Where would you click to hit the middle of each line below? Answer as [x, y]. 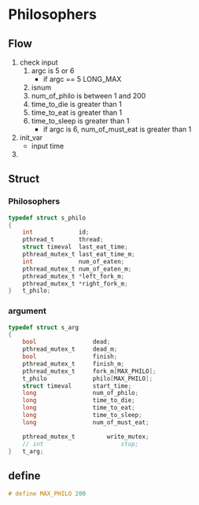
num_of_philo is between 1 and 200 [88, 96]
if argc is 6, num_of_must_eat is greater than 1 [117, 129]
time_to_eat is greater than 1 [77, 112]
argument [28, 311]
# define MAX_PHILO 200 [47, 494]
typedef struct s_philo [47, 218]
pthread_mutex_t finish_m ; [74, 363]
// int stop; [81, 444]
